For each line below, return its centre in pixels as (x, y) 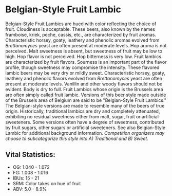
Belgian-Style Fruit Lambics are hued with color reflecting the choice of (81, 24)
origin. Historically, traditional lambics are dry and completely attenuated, (83, 111)
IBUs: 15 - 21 (26, 178)
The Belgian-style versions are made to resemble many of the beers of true (85, 105)
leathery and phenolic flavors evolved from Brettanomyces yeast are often (84, 78)
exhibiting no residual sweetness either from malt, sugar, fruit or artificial (82, 116)
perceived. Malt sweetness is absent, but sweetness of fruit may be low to (84, 51)
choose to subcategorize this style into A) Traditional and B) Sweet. (77, 138)
